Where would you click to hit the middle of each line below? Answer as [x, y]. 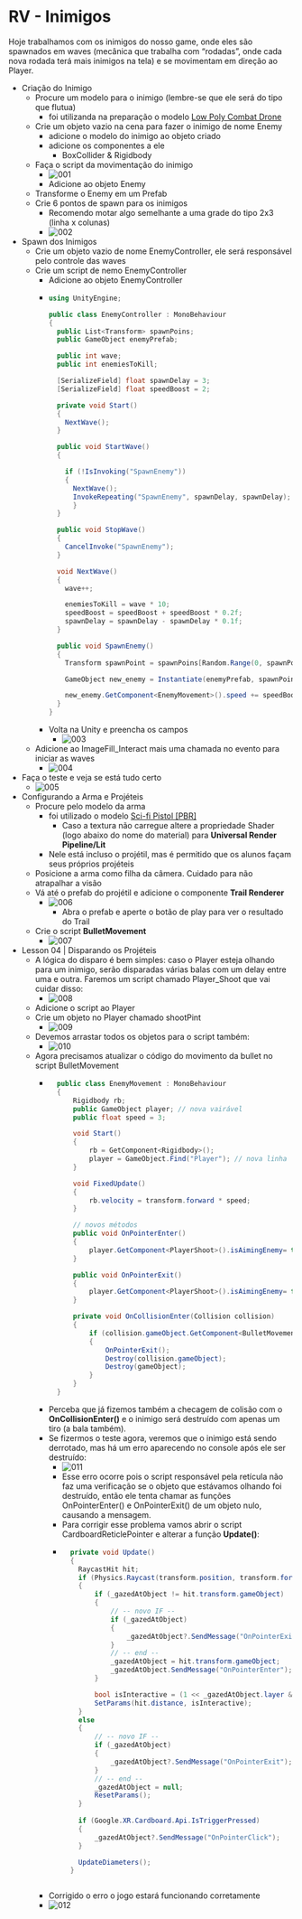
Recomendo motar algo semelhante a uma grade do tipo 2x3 [161, 212]
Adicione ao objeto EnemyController [115, 280]
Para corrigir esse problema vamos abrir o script [152, 1524]
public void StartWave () [103, 447]
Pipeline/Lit [84, 845]
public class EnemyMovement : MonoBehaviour [142, 1084]
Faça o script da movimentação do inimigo [114, 164]
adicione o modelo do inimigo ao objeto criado [135, 136]
